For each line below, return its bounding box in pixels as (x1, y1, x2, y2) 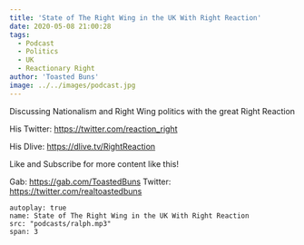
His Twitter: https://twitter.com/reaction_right (9, 123, 178, 134)
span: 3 (9, 227, 39, 236)
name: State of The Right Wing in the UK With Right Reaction (9, 211, 250, 220)
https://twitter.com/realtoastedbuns (9, 185, 142, 196)
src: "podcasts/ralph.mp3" (9, 219, 112, 228)
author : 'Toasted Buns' (9, 73, 100, 82)
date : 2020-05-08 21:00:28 (9, 22, 112, 31)
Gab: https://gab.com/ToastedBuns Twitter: (9, 176, 172, 187)
